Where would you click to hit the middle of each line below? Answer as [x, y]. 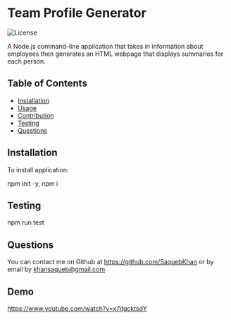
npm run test [26, 223]
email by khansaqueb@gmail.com [56, 269]
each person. [26, 61]
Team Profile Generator [77, 13]
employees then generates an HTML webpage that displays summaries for [115, 54]
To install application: [38, 170]
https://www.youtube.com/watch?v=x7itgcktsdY [77, 308]
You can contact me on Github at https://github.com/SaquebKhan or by [111, 262]
